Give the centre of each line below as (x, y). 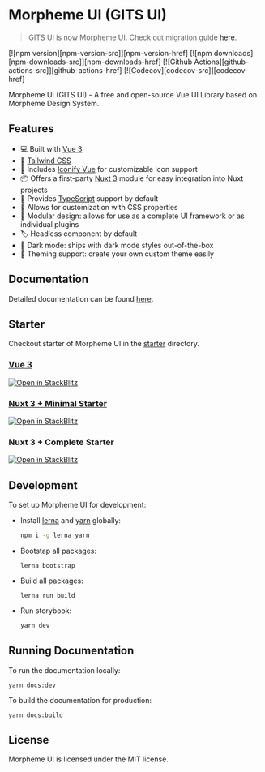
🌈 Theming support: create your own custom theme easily (117, 254)
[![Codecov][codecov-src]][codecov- (186, 70)
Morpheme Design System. (54, 103)
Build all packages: (51, 581)
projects (34, 190)
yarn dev (35, 625)
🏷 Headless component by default (79, 234)
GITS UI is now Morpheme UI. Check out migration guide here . (132, 37)
